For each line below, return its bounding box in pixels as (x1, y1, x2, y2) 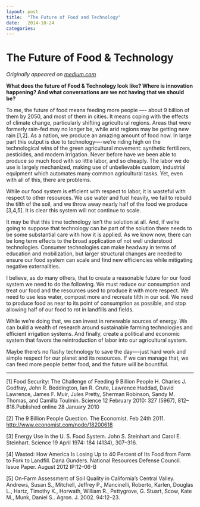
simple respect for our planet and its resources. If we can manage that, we (6, 354, 189, 361)
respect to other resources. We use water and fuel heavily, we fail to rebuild (6, 194, 192, 202)
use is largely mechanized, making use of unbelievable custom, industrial (6, 163, 186, 171)
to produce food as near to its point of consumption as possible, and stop (6, 299, 186, 307)
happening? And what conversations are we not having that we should (6, 89, 185, 96)
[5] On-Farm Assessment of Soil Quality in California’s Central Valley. (6, 475, 175, 482)
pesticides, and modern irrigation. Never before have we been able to (6, 151, 177, 158)
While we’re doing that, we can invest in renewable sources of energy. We (6, 317, 187, 325)
